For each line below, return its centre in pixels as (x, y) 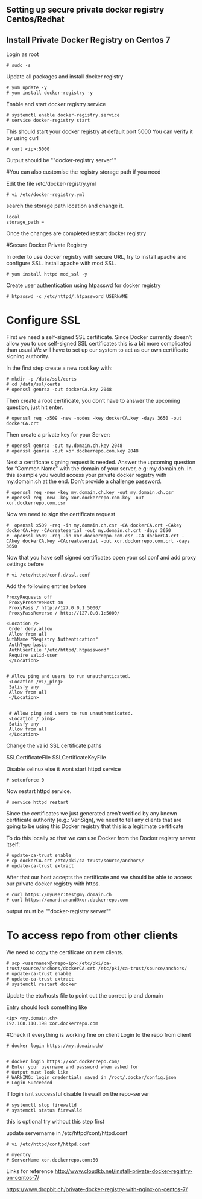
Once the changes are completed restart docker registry (76, 233)
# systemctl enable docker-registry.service (63, 115)
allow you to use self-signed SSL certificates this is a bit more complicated (99, 344)
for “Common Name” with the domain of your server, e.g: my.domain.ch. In (99, 469)
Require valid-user (33, 656)
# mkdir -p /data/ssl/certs (42, 379)
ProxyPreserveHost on (36, 603)
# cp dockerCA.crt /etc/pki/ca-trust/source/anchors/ (75, 861)
